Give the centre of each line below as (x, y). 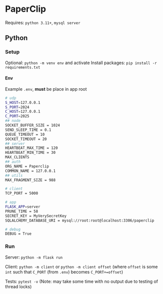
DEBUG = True (18, 234)
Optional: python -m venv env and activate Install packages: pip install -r (81, 63)
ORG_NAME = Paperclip (27, 166)
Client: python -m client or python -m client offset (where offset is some (81, 267)
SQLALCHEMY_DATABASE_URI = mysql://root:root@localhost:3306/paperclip (80, 220)
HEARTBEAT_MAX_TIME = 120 (31, 148)
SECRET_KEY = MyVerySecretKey (36, 216)
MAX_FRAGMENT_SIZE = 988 (30, 180)
